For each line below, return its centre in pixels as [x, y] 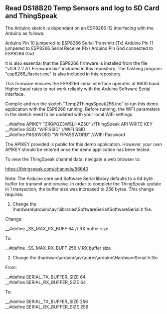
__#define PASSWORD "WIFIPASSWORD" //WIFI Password [65, 135]
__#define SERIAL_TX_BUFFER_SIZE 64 [45, 277]
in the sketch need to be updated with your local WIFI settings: [69, 114]
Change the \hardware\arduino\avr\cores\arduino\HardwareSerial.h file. [86, 257]
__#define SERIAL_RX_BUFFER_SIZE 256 [47, 307]
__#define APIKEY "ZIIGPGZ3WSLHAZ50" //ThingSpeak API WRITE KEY [79, 124]
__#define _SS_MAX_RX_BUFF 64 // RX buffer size [57, 228]
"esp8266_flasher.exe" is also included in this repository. [64, 74]
